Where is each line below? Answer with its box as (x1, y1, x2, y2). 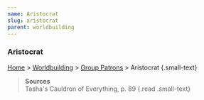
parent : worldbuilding (7, 23, 75, 30)
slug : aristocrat (7, 17, 59, 24)
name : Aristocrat (7, 10, 59, 18)
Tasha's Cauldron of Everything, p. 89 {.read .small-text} (24, 84, 191, 93)
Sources (24, 77, 51, 85)
